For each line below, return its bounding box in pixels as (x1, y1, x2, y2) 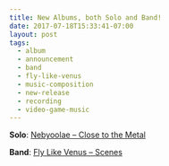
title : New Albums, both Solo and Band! (9, 13, 163, 22)
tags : (9, 38, 30, 48)
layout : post (9, 30, 58, 39)
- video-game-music (17, 105, 90, 114)
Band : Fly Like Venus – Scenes (9, 147, 123, 158)
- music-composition (17, 80, 94, 89)
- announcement (17, 55, 74, 64)
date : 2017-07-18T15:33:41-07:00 (9, 22, 134, 31)
